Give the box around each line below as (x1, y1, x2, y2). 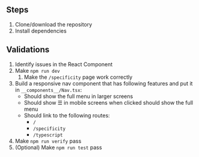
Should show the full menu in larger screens (23, 93, 133, 100)
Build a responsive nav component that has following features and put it (14, 79, 193, 87)
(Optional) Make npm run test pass (14, 144, 102, 151)
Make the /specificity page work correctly (23, 73, 133, 81)
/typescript (32, 132, 63, 138)
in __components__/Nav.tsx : (14, 86, 82, 93)
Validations (6, 45, 50, 55)
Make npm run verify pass (14, 137, 82, 144)
